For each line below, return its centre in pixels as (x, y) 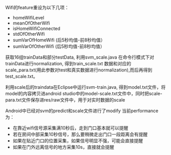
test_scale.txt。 (22, 76)
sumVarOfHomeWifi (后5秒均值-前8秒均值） (59, 40)
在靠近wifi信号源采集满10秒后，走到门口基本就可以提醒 (70, 128)
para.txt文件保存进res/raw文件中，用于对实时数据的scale (65, 100)
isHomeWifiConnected (36, 29)
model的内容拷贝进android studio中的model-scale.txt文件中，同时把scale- (84, 94)
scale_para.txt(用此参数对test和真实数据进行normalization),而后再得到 (79, 70)
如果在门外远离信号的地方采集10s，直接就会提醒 (63, 147)
